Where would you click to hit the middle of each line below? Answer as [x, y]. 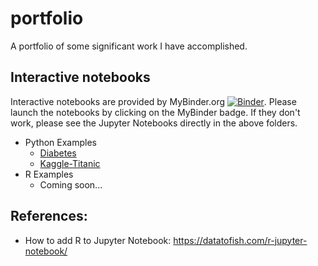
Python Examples [60, 142]
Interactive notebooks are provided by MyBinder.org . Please [153, 101]
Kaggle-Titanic [70, 163]
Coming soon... [71, 184]
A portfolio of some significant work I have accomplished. [129, 46]
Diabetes [58, 153]
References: [49, 216]
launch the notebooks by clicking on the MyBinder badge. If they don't [155, 112]
